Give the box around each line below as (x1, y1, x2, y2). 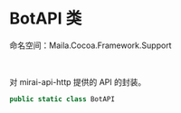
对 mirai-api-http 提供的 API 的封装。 (9, 76, 147, 87)
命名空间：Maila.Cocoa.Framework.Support (9, 40, 172, 51)
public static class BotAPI (9, 94, 116, 104)
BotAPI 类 (9, 8, 82, 29)
